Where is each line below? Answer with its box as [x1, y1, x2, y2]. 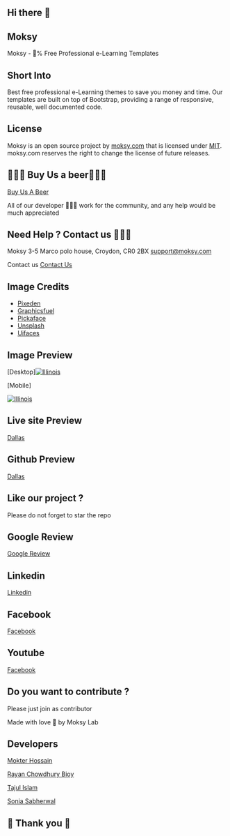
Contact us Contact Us [7, 261, 73, 269]
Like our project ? [7, 492, 84, 504]
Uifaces [17, 329, 40, 337]
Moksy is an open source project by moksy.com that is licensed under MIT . [7, 141, 222, 150]
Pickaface [17, 314, 47, 323]
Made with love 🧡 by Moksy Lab [7, 717, 99, 726]
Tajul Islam [7, 784, 38, 792]
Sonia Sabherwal [7, 797, 56, 805]
